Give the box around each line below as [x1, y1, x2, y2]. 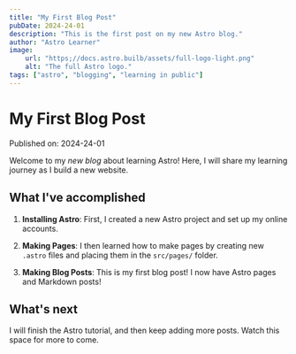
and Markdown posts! [21, 276, 102, 287]
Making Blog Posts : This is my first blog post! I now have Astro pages [21, 266, 277, 277]
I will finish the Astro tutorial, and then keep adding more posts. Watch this [9, 325, 280, 336]
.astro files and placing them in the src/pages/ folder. [21, 250, 218, 260]
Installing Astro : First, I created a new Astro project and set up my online [21, 213, 288, 224]
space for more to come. [9, 335, 99, 345]
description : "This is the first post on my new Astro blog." [9, 29, 243, 38]
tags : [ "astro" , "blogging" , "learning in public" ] [9, 71, 203, 80]
